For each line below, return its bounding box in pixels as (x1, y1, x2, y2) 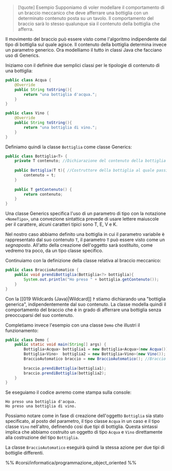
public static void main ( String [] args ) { (14, 342, 106, 347)
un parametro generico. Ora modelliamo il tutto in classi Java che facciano (5, 47, 162, 53)
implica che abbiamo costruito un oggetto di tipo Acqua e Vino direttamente (5, 429, 163, 435)
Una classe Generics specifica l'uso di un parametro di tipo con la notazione (5, 210, 166, 217)
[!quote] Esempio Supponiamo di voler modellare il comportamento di (17, 5, 165, 10)
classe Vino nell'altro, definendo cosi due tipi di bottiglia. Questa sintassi (5, 423, 158, 430)
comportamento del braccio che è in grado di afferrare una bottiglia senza (5, 307, 161, 313)
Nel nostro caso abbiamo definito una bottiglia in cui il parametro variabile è (5, 231, 165, 238)
